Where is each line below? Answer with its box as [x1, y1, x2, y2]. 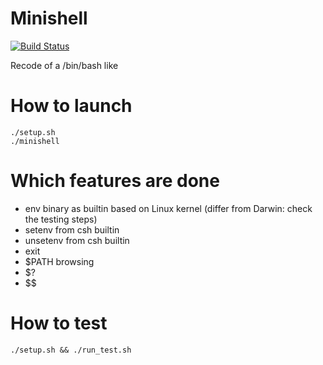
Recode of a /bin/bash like [10, 59, 119, 71]
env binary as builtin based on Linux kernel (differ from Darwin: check [24, 202, 313, 214]
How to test [10, 312, 108, 334]
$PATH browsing [24, 255, 95, 267]
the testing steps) [24, 213, 98, 225]
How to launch [10, 95, 133, 117]
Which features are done [10, 170, 220, 192]
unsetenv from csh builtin [24, 234, 130, 246]
